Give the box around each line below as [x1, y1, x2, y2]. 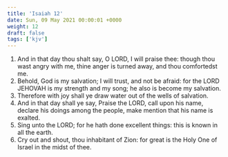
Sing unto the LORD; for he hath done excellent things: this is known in [17, 121, 218, 129]
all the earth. [17, 129, 53, 137]
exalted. [17, 113, 40, 122]
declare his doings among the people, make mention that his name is [17, 107, 213, 115]
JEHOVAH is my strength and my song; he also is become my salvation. [17, 84, 221, 93]
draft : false [7, 29, 45, 37]
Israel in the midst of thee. [17, 143, 92, 151]
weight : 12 [7, 23, 39, 30]
